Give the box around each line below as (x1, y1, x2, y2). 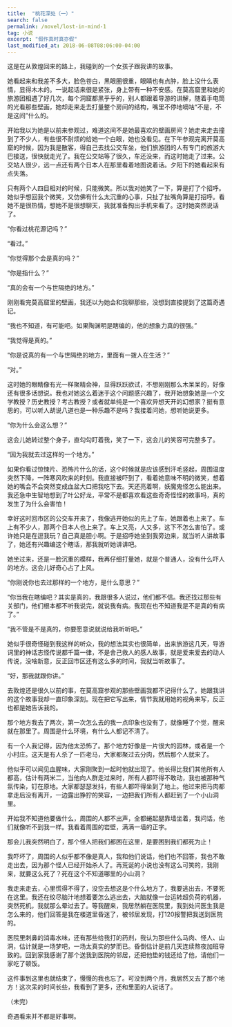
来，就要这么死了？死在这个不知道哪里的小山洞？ (7, 869, 146, 878)
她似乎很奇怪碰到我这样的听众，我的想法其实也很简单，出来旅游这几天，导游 (7, 640, 225, 647)
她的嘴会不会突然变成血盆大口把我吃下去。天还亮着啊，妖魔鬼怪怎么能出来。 (7, 482, 225, 490)
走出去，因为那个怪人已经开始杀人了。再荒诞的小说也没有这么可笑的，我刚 (7, 861, 219, 869)
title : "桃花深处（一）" (7, 10, 75, 17)
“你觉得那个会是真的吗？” (7, 254, 79, 262)
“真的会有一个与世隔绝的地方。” (7, 284, 95, 291)
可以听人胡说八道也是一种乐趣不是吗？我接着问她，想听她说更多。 (25, 406, 213, 414)
